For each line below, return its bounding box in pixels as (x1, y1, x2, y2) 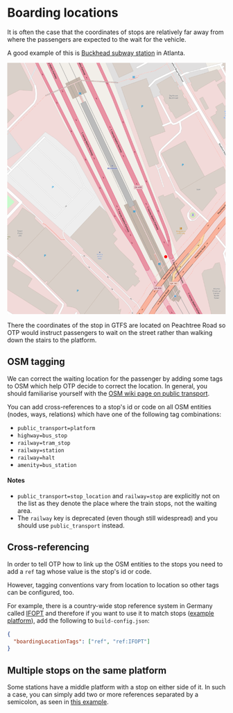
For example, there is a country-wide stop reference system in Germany (7, 601, 213, 609)
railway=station (17, 447, 64, 454)
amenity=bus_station (17, 461, 77, 468)
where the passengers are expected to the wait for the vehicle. (7, 35, 187, 43)
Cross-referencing (7, 541, 89, 553)
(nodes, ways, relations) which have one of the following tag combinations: (7, 410, 222, 418)
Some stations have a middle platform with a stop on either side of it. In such (7, 683, 226, 691)
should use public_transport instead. (17, 521, 125, 530)
